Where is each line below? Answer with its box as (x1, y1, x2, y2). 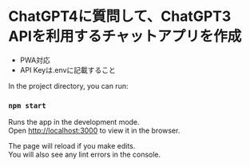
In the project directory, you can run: (8, 81, 129, 90)
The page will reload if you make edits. (8, 141, 136, 151)
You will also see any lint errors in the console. (8, 149, 161, 160)
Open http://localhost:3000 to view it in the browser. (8, 125, 181, 136)
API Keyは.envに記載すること (19, 65, 116, 74)
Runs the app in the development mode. (8, 117, 140, 127)
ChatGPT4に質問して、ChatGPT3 (8, 7, 232, 26)
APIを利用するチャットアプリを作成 (8, 27, 242, 46)
